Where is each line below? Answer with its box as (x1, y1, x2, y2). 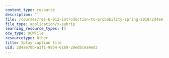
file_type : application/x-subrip (5, 21, 75, 27)
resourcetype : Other (5, 36, 49, 41)
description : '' (5, 12, 39, 17)
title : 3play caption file (5, 40, 62, 45)
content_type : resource (5, 7, 55, 13)
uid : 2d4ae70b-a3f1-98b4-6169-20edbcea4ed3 (5, 45, 98, 50)
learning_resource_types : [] (5, 26, 66, 31)
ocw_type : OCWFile (5, 31, 44, 36)
